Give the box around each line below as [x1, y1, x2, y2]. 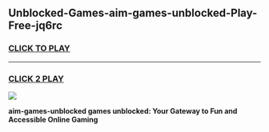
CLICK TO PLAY [8, 43, 70, 54]
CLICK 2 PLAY [8, 73, 64, 84]
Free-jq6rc [8, 19, 62, 33]
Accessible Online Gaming [8, 114, 98, 124]
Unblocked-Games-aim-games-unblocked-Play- [8, 6, 258, 20]
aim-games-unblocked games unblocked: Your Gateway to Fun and [8, 106, 238, 115]
